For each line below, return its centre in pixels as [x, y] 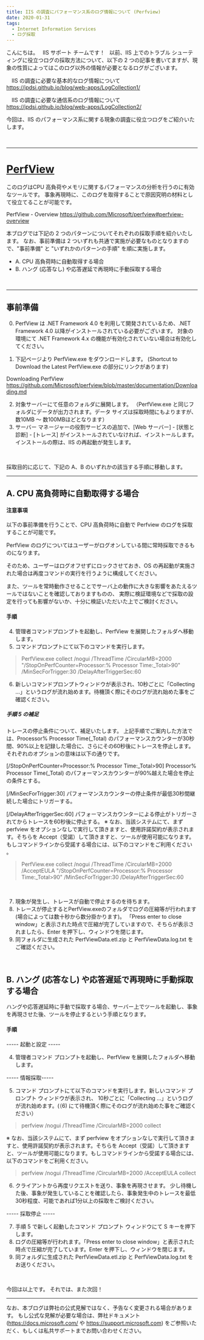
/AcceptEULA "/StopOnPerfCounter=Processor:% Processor [97, 870]
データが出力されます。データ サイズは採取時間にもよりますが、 [117, 411]
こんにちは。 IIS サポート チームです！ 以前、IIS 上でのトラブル [89, 53]
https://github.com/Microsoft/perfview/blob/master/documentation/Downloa [102, 385]
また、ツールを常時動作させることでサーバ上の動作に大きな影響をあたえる [99, 586]
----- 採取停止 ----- [31, 1214]
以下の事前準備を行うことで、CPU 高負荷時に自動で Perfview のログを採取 [100, 525]
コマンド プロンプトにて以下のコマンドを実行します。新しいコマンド [100, 1090]
